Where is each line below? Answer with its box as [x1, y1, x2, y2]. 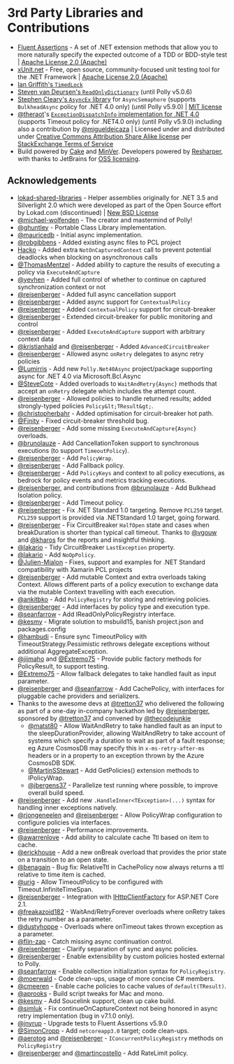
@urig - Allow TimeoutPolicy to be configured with [17, 877, 163, 886]
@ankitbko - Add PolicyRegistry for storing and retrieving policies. [17, 595, 211, 603]
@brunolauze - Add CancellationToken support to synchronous [17, 439, 199, 447]
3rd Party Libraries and [7, 5, 144, 21]
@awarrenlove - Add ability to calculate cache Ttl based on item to [17, 833, 210, 841]
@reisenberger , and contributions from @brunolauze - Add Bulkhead [17, 483, 217, 491]
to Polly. [17, 959, 41, 967]
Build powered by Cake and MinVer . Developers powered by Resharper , [17, 147, 224, 155]
